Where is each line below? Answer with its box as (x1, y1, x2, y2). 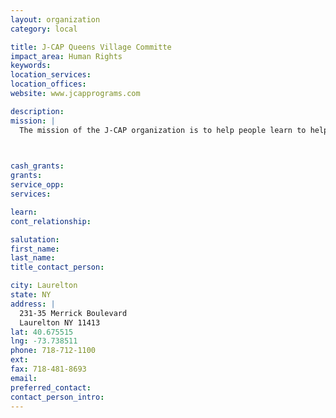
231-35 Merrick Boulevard (19, 308, 128, 318)
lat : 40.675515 (10, 327, 74, 337)
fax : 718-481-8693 (10, 364, 87, 374)
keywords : (10, 61, 52, 71)
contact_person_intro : (10, 392, 105, 402)
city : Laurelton (10, 281, 78, 291)
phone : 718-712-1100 (10, 346, 97, 356)
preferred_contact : (10, 382, 92, 393)
